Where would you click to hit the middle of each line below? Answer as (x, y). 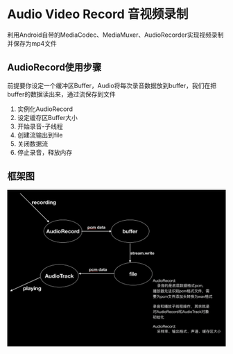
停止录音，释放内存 (45, 152)
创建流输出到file (40, 135)
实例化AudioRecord (45, 109)
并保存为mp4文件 (32, 43)
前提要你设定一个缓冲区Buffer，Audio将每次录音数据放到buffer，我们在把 (112, 85)
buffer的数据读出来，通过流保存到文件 (61, 94)
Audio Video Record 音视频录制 (98, 14)
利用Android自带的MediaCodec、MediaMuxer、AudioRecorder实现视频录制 (115, 35)
